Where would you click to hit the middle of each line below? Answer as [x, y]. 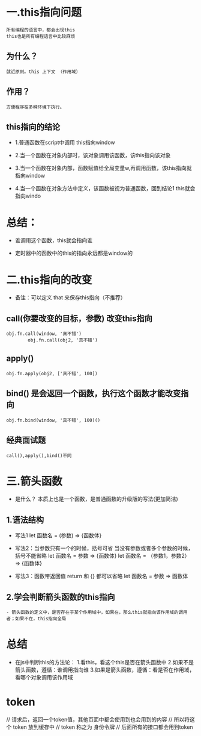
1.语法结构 [25, 519]
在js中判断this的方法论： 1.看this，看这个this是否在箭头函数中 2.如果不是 [104, 662]
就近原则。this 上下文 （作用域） [43, 72]
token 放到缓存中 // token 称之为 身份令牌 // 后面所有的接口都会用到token [103, 727]
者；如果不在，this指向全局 [36, 619]
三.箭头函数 [34, 481]
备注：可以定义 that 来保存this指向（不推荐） [70, 298]
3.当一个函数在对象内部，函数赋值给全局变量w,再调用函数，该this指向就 [103, 168]
